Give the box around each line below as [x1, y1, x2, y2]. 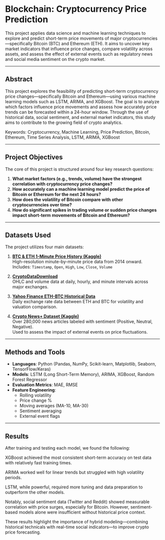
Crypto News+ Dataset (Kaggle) [12, 313, 80, 319]
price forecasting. [5, 529, 41, 535]
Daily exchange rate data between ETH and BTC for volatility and [12, 299, 143, 305]
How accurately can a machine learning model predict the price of [12, 186, 150, 192]
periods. [5, 475, 22, 480]
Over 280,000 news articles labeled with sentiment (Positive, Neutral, [12, 318, 153, 325]
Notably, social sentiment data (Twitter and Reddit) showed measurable [5, 499, 150, 505]
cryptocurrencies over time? [12, 201, 72, 207]
